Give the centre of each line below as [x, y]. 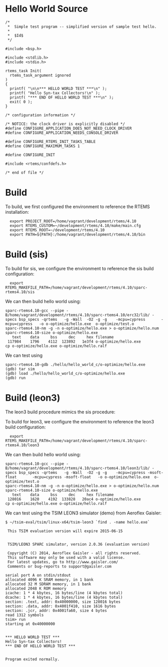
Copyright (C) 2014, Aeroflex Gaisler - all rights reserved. [74, 553]
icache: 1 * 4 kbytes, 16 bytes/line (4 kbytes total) [64, 593]
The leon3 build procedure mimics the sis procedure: [60, 412]
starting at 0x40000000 [30, 624]
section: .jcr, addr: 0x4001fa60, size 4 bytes [56, 610]
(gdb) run [16, 378]
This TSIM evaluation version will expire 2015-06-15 [65, 531]
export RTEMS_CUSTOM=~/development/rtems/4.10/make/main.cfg [75, 225]
